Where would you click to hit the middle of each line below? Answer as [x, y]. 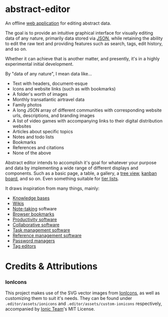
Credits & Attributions [51, 267]
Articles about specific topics [43, 131]
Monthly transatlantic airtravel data [48, 99]
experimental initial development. [39, 64]
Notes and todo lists [33, 137]
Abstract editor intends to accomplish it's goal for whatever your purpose [81, 162]
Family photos [27, 104]
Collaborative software [36, 225]
